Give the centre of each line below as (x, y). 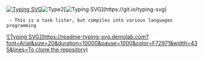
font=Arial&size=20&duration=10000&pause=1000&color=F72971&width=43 (102, 43)
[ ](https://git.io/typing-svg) (115, 9)
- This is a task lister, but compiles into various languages (91, 20)
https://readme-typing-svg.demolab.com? (96, 37)
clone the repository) (62, 49)
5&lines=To (20, 49)
